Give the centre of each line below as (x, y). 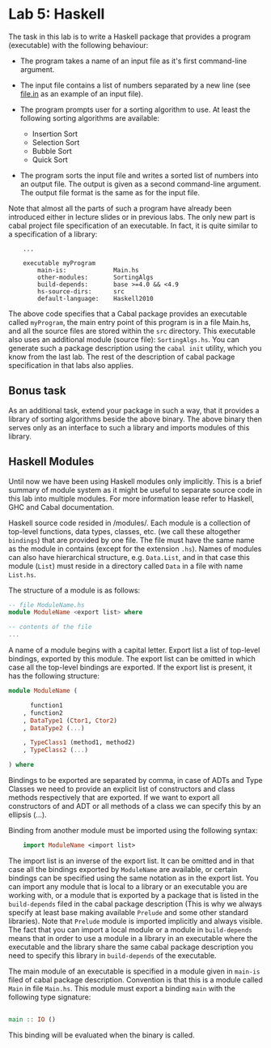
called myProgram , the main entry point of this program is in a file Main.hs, (130, 322)
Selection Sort (56, 142)
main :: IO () (32, 1019)
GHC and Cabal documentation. (61, 507)
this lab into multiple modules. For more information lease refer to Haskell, (131, 498)
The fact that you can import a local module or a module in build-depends (131, 930)
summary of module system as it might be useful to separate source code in (135, 490)
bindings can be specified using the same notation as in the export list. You (133, 878)
